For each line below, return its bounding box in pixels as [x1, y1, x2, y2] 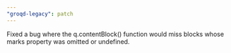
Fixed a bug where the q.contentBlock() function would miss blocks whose [6, 30, 224, 38]
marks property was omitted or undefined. [6, 37, 130, 46]
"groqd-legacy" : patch [6, 10, 73, 18]
